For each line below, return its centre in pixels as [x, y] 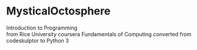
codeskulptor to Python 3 [38, 40]
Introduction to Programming [42, 28]
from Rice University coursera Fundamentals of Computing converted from [99, 34]
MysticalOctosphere [59, 11]
